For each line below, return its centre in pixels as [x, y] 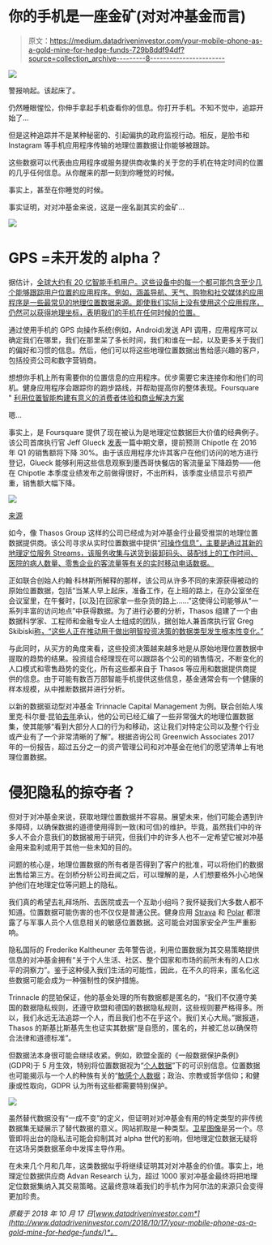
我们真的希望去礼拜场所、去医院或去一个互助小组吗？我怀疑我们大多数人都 [132, 902]
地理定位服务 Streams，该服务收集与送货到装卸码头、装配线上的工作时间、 [133, 553]
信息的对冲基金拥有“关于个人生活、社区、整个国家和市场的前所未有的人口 [131, 959]
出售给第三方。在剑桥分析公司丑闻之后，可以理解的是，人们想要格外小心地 [132, 874]
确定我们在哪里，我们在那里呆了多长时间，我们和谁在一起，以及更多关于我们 [136, 340]
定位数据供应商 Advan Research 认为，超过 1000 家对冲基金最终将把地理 [136, 1176]
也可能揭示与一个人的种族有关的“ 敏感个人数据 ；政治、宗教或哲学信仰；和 [131, 1075]
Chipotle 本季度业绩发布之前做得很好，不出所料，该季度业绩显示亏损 [132, 472]
